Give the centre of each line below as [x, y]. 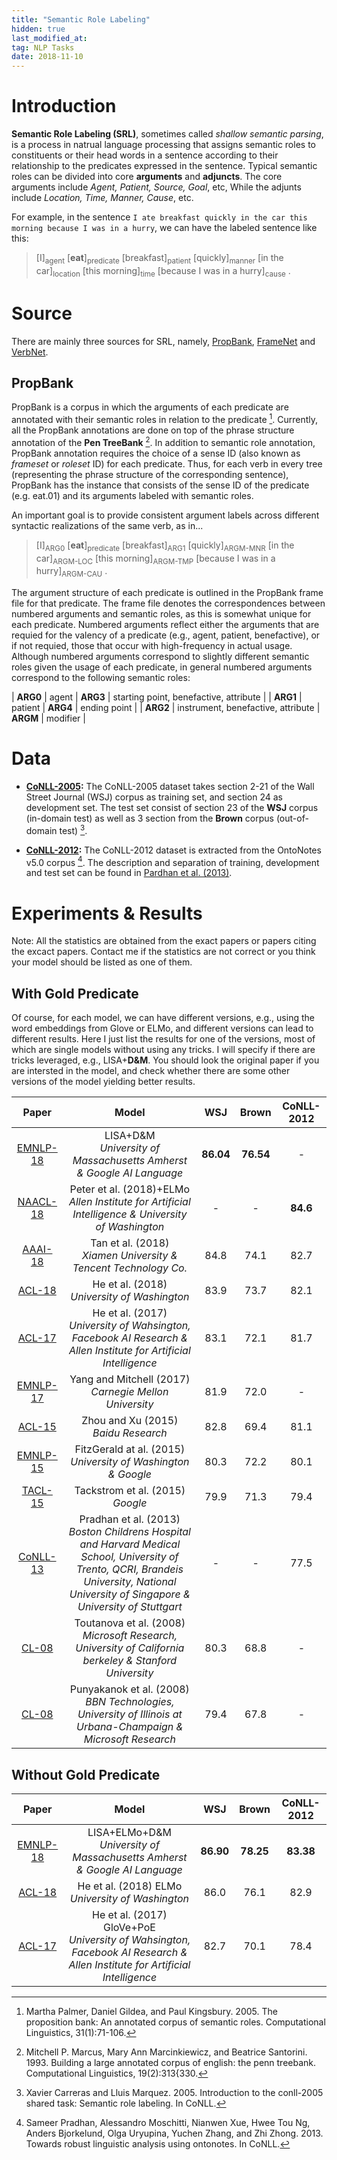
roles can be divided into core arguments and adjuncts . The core [147, 177]
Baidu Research [130, 1433]
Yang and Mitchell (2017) [130, 1379]
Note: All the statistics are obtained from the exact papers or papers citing [164, 941]
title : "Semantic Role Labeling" [81, 19]
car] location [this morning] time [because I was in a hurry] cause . [163, 271]
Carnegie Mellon [129, 1392]
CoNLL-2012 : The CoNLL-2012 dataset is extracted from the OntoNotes [173, 850]
